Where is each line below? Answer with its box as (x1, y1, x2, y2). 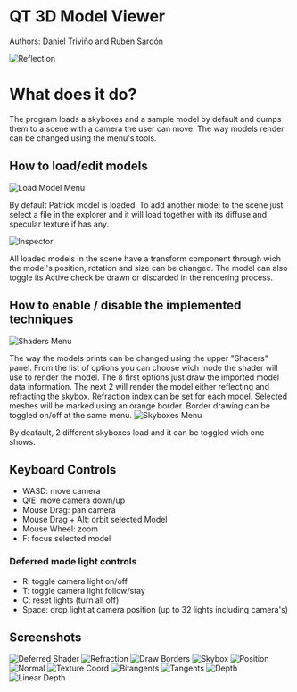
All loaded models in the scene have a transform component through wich (9, 252, 281, 264)
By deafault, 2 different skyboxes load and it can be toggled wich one (9, 426, 265, 438)
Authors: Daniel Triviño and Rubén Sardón (9, 36, 163, 46)
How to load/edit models (9, 159, 149, 174)
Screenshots (9, 630, 82, 645)
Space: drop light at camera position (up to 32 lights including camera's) (21, 604, 288, 614)
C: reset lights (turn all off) (21, 595, 120, 605)
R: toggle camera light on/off (21, 575, 128, 586)
